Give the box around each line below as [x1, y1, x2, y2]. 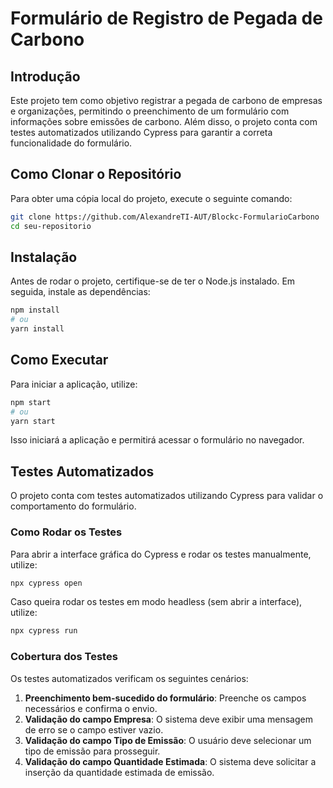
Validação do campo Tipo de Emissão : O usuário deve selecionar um [24, 734, 312, 746]
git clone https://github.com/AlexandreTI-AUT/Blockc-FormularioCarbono [10, 212, 320, 222]
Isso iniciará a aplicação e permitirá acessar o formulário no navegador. [10, 434, 305, 446]
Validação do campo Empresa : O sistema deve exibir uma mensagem [24, 713, 313, 725]
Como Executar [10, 352, 109, 369]
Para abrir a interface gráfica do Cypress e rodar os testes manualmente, [10, 548, 312, 560]
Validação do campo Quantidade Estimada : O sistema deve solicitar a [24, 755, 317, 767]
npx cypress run [10, 626, 78, 636]
